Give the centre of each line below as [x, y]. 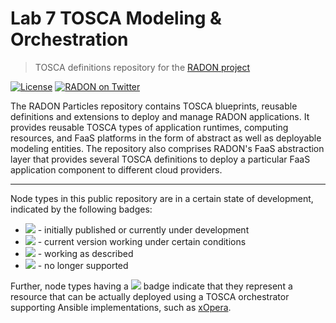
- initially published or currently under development [143, 229]
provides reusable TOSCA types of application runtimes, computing [149, 127]
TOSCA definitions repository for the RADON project [142, 67]
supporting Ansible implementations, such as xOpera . [121, 307]
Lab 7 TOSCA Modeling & [116, 18]
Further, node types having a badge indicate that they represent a [151, 286]
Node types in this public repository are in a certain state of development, [162, 198]
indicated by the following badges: [81, 209]
